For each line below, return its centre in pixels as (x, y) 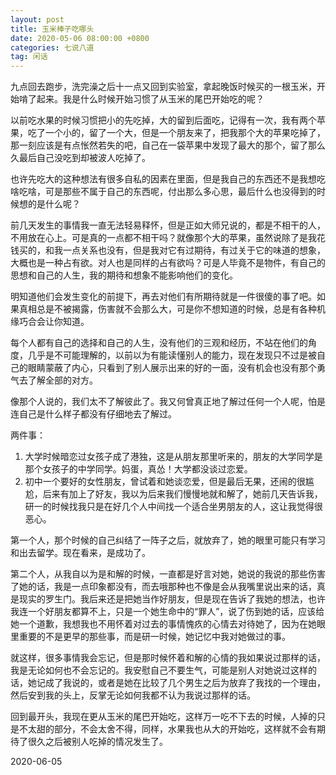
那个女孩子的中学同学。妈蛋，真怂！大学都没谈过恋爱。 (138, 469)
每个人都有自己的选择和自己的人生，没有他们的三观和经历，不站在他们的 (159, 343)
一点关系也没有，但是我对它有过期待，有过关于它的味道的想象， (194, 250)
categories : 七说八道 (52, 47)
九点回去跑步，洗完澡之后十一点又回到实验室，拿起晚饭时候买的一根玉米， (163, 87)
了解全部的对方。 (62, 380)
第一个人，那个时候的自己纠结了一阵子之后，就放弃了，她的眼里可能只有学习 (168, 540)
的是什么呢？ (54, 204)
